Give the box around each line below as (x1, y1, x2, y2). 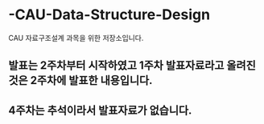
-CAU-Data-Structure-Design (8, 6, 211, 24)
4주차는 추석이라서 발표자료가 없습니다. (8, 103, 192, 117)
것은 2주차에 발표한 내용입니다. (8, 74, 153, 87)
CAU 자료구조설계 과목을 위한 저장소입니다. (8, 33, 144, 42)
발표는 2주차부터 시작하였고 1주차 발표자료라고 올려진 (8, 58, 256, 73)
